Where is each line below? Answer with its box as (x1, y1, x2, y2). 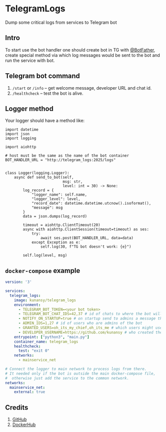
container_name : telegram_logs (14, 339, 79, 344)
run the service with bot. (5, 57, 55, 63)
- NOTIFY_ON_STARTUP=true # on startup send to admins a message (18, 316, 156, 321)
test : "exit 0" (18, 348, 50, 353)
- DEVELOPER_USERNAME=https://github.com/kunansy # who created (18, 330, 154, 335)
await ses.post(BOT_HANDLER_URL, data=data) (40, 236, 134, 241)
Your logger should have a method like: (5, 117, 85, 124)
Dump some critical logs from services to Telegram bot (5, 19, 117, 25)
